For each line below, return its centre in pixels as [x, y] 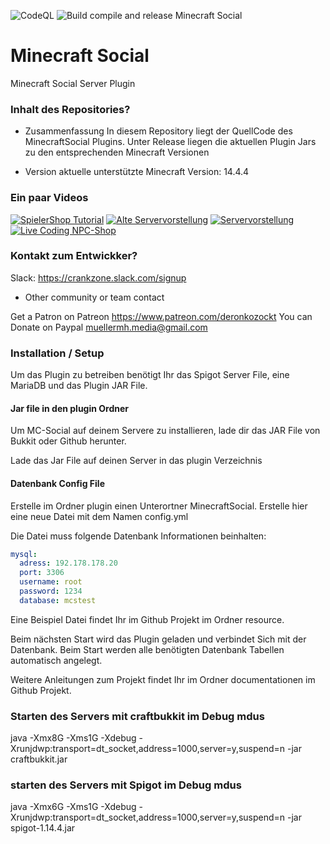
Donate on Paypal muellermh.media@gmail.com [109, 327]
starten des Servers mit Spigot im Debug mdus [126, 785]
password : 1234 [51, 591]
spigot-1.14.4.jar [43, 828]
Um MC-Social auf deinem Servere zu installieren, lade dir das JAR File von [165, 431]
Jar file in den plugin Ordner [70, 408]
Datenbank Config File [57, 483]
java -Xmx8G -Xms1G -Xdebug [73, 738]
